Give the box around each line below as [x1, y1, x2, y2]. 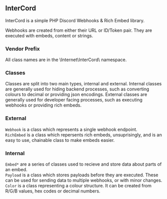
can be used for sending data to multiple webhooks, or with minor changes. [5, 177, 162, 183]
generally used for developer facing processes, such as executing [5, 97, 143, 103]
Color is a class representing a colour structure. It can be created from [5, 183, 152, 188]
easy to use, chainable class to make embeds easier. [5, 137, 115, 143]
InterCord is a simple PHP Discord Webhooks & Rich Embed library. [5, 17, 145, 23]
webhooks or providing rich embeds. [5, 102, 82, 108]
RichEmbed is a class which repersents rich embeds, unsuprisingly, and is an [5, 131, 162, 138]
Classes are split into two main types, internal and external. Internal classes [5, 81, 162, 87]
